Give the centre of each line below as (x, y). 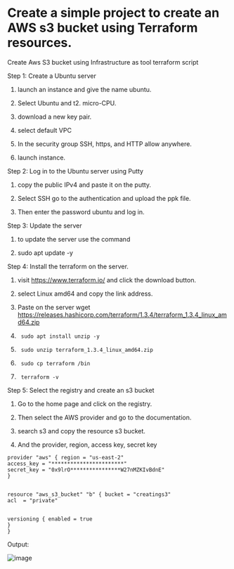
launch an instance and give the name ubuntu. (84, 89)
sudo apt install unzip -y (60, 336)
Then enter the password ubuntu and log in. (81, 211)
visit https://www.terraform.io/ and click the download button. (107, 280)
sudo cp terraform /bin (56, 363)
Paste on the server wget (54, 307)
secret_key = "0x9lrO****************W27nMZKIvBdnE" (86, 470)
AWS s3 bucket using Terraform (103, 28)
